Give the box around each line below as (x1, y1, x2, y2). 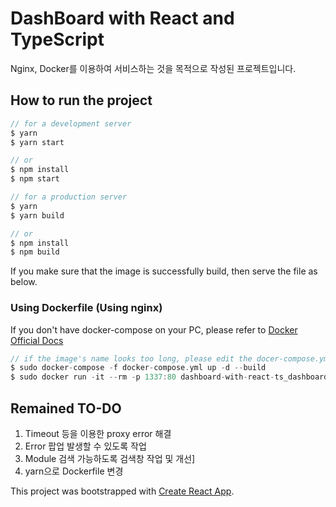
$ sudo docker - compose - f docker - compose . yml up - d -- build (10, 363, 267, 373)
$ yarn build (10, 210, 65, 221)
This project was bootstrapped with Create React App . (10, 485, 235, 497)
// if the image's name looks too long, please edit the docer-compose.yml (10, 353, 333, 364)
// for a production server (10, 192, 128, 202)
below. (10, 276, 38, 288)
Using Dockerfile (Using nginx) (10, 301, 163, 315)
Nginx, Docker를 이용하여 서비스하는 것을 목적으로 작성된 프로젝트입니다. (10, 62, 297, 74)
